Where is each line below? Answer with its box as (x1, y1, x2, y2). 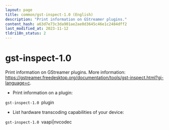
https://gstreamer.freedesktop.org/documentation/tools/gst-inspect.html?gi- (5, 74, 164, 81)
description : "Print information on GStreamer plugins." (5, 17, 127, 22)
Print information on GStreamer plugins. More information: (5, 69, 126, 75)
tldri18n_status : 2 (5, 31, 46, 36)
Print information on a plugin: (12, 89, 73, 96)
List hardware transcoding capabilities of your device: (12, 109, 124, 115)
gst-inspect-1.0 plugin (5, 99, 54, 105)
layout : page (5, 7, 33, 13)
